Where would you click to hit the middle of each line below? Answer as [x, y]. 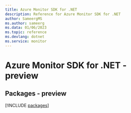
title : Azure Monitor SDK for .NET [41, 9]
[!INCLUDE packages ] [27, 105]
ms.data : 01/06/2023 [26, 28]
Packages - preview [36, 94]
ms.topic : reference [26, 32]
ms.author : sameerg [25, 23]
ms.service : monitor [26, 41]
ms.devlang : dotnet [25, 37]
